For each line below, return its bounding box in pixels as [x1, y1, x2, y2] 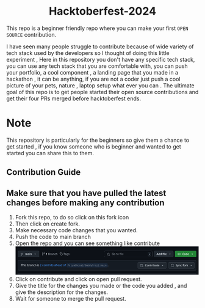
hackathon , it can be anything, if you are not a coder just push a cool [6, 75, 181, 82]
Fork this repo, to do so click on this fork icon [15, 214, 129, 221]
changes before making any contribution [6, 197, 165, 208]
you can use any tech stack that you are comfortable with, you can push [6, 62, 188, 70]
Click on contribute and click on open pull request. [15, 276, 142, 283]
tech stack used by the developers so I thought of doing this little [6, 49, 170, 56]
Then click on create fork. [15, 220, 81, 227]
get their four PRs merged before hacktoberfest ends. [6, 95, 142, 102]
